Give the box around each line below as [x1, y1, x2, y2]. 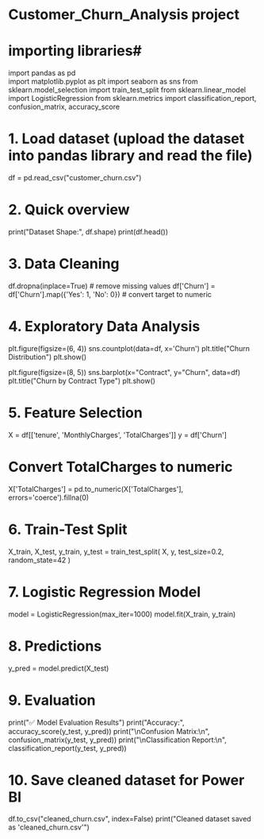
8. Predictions [8, 637, 102, 655]
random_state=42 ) [8, 555, 71, 565]
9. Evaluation [8, 691, 96, 709]
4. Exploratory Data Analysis [8, 318, 201, 335]
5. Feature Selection [8, 404, 143, 422]
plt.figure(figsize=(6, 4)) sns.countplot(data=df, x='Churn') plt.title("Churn [8, 343, 250, 353]
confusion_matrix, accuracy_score [8, 102, 121, 112]
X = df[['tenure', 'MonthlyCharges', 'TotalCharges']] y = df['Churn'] [8, 430, 228, 439]
